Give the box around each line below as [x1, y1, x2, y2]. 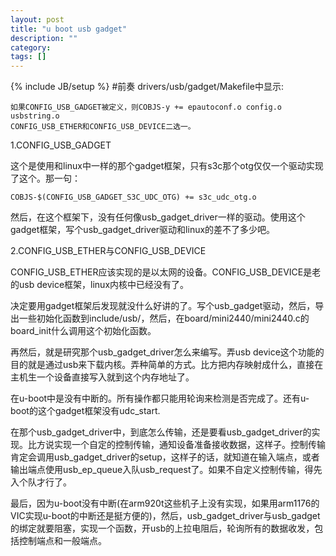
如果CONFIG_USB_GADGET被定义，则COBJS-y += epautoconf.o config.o [10, 102, 283, 113]
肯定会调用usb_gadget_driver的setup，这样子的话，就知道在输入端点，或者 [10, 451, 320, 463]
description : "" [10, 33, 78, 43]
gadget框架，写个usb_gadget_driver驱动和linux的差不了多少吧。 [10, 224, 276, 236]
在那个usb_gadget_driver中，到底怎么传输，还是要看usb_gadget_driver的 [10, 426, 312, 438]
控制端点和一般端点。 [18, 535, 107, 547]
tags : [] [10, 52, 47, 62]
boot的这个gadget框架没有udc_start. [10, 405, 161, 417]
